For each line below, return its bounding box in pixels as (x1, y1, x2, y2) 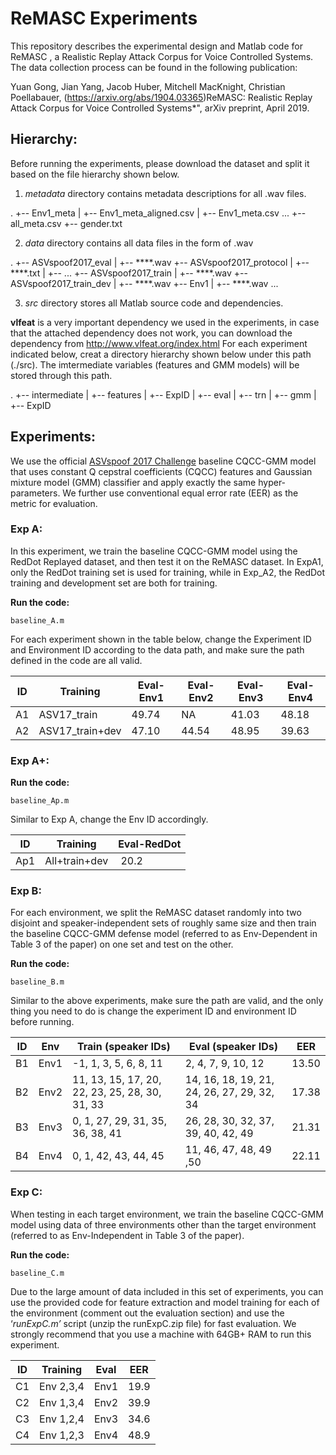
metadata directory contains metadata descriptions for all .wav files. (24, 187, 307, 199)
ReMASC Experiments (10, 7, 198, 30)
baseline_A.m (10, 615, 65, 626)
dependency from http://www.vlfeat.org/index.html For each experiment (10, 337, 308, 349)
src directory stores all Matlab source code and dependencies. (24, 297, 284, 309)
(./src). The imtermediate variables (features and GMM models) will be (10, 358, 300, 371)
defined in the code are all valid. (10, 654, 143, 666)
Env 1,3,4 (39, 1395, 85, 1409)
